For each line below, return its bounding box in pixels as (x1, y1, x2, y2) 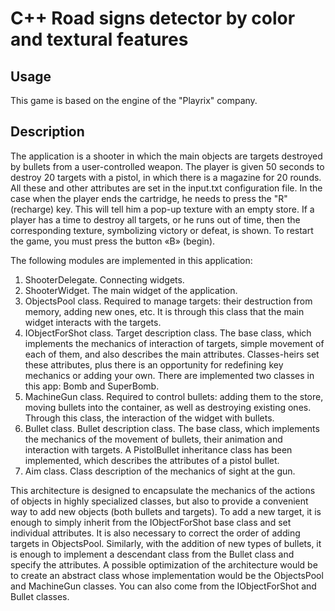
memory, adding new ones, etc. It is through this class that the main (24, 305, 305, 317)
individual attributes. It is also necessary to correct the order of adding (10, 527, 301, 539)
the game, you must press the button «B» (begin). (10, 235, 216, 247)
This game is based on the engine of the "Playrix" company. (10, 95, 258, 106)
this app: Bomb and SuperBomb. (24, 380, 160, 392)
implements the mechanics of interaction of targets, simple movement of (24, 337, 325, 349)
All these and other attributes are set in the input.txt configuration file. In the (10, 182, 323, 194)
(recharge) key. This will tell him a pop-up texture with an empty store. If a (10, 203, 315, 215)
